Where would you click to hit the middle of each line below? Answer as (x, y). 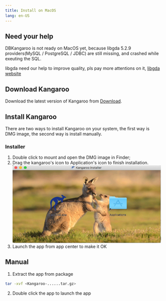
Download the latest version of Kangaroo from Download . (63, 101)
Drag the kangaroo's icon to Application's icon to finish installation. (80, 163)
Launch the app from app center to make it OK (60, 247)
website (13, 74)
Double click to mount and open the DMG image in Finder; (71, 157)
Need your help (29, 36)
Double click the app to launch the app (52, 293)
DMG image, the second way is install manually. (54, 134)
